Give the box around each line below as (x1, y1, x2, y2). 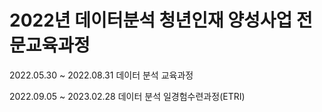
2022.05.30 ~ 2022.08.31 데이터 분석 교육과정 (9, 69, 194, 81)
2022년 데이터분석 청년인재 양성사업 (9, 9, 293, 32)
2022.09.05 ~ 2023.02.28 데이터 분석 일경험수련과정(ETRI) (9, 90, 246, 102)
